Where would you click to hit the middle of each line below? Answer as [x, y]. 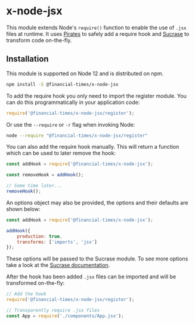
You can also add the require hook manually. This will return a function [93, 147]
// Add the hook [26, 294]
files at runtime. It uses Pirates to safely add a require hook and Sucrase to [98, 33]
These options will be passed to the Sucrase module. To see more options [97, 259]
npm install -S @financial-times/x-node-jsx [62, 84]
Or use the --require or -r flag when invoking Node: [71, 124]
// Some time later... [34, 186]
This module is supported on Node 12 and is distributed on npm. [85, 73]
